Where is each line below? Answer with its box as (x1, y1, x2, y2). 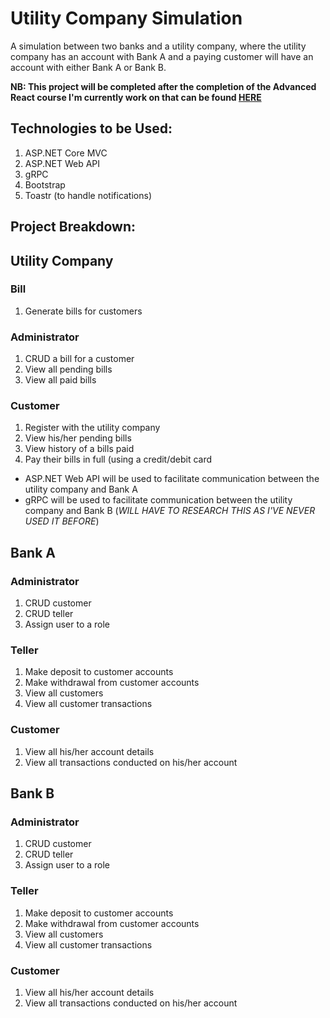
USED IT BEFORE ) (24, 515, 100, 527)
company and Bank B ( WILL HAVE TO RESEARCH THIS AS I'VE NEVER (24, 505, 316, 517)
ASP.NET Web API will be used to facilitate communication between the (24, 473, 320, 485)
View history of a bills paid (24, 443, 135, 455)
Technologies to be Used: (10, 120, 173, 137)
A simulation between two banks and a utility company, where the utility (10, 40, 307, 52)
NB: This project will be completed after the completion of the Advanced (10, 80, 317, 92)
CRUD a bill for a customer (24, 353, 135, 365)
